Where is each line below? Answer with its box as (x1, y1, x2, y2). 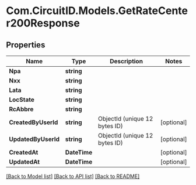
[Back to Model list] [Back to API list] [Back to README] (6, 173, 140, 180)
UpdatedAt (9, 158, 40, 166)
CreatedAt (9, 148, 38, 156)
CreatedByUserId (9, 118, 58, 126)
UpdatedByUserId (9, 135, 60, 143)
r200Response (6, 16, 80, 30)
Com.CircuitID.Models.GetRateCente (6, 4, 188, 18)
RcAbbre (9, 105, 34, 113)
